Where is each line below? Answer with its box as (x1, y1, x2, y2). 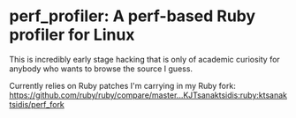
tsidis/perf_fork (9, 99, 65, 109)
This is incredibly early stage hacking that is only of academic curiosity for (9, 54, 280, 64)
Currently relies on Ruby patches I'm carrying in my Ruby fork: (9, 80, 236, 91)
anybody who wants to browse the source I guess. (9, 63, 193, 74)
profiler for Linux (9, 25, 135, 45)
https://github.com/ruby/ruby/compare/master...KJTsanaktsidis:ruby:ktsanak (9, 90, 287, 100)
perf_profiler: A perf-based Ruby (9, 6, 256, 26)
